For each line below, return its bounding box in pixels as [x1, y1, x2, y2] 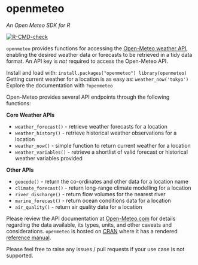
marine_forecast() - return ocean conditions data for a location [14, 197, 172, 204]
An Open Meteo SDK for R [6, 22, 71, 29]
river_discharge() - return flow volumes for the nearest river [14, 190, 166, 197]
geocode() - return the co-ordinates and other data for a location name [14, 178, 188, 185]
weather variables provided [14, 154, 83, 162]
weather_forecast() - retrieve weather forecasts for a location [14, 123, 167, 130]
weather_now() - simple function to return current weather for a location [14, 142, 191, 149]
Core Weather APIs [6, 111, 55, 118]
